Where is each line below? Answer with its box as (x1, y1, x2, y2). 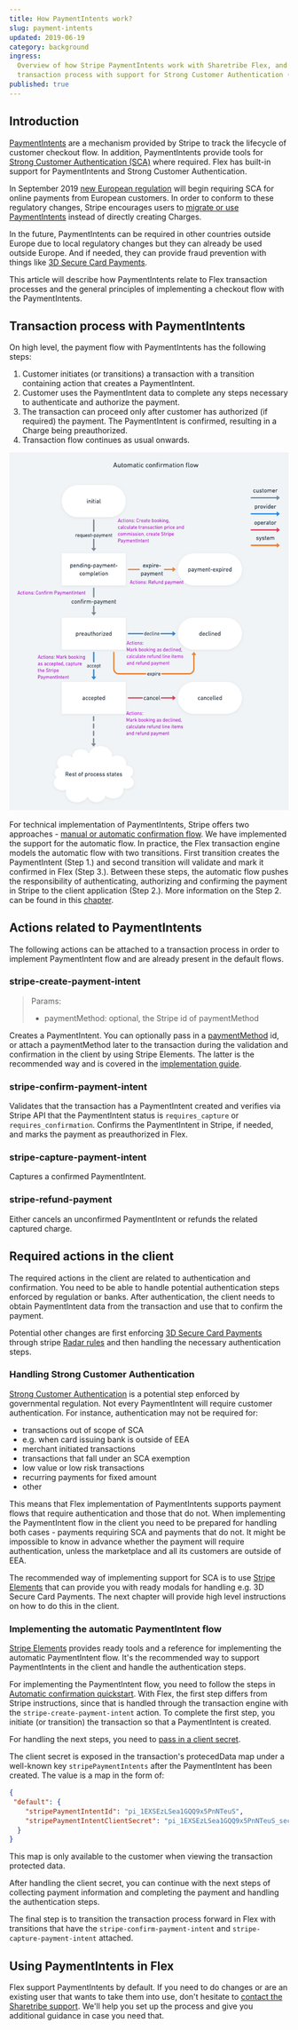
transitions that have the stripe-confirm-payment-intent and (9, 1923, 231, 1934)
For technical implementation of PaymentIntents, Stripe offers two (9, 819, 250, 829)
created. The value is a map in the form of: (9, 1770, 165, 1780)
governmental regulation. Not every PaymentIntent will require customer (9, 1398, 273, 1408)
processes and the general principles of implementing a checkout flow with (9, 283, 285, 294)
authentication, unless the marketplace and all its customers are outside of (9, 1545, 282, 1556)
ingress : (9, 52, 42, 61)
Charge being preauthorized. (21, 425, 129, 436)
